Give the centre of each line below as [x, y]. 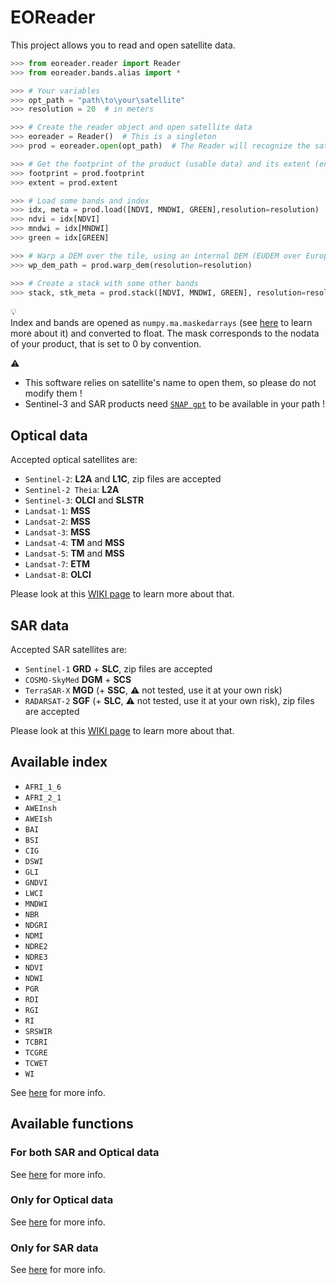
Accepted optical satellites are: [74, 460]
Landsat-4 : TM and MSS [74, 543]
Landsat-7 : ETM [57, 564]
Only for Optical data [62, 1200]
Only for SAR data [54, 1248]
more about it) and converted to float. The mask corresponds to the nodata [165, 333]
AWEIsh [38, 819]
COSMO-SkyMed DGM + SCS [78, 680]
